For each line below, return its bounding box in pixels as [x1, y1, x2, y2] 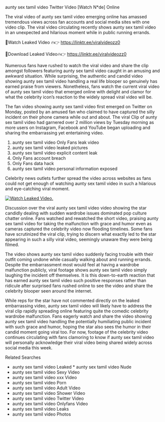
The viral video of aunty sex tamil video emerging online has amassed [5, 14, 147, 19]
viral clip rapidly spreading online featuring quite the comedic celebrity [5, 308, 149, 314]
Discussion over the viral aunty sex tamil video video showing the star [5, 205, 147, 211]
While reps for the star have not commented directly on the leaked [5, 297, 139, 303]
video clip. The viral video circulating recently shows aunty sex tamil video [5, 24, 156, 30]
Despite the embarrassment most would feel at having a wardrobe [5, 262, 139, 267]
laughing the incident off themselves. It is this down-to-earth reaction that [5, 272, 155, 278]
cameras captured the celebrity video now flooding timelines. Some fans [5, 226, 153, 232]
